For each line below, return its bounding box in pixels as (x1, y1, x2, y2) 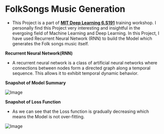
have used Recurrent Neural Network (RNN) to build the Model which (12, 35, 152, 41)
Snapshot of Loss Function (5, 99, 61, 104)
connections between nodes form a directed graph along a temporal (12, 65, 151, 71)
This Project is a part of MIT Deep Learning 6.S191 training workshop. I (12, 20, 156, 26)
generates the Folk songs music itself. (12, 40, 89, 46)
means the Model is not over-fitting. (12, 113, 85, 119)
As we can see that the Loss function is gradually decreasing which (12, 108, 149, 114)
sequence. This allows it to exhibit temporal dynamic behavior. (12, 70, 138, 76)
